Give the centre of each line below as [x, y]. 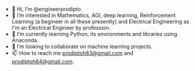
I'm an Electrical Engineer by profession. [61, 28]
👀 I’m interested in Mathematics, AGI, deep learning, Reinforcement [94, 15]
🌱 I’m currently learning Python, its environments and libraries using [95, 34]
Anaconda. [25, 40]
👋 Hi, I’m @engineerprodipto [46, 9]
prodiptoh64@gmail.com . [43, 61]
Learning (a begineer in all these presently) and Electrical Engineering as [100, 21]
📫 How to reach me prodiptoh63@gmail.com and [72, 53]
